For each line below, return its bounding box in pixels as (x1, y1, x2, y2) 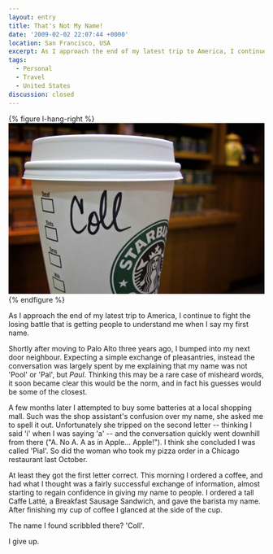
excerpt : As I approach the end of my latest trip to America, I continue (8, 47, 267, 56)
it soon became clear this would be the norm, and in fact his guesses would (8, 378, 262, 388)
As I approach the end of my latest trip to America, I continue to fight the (8, 310, 251, 321)
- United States (15, 81, 71, 89)
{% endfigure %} (8, 294, 65, 304)
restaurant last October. (8, 454, 88, 464)
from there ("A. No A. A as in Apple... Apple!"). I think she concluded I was (8, 437, 256, 447)
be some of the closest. (8, 386, 88, 396)
